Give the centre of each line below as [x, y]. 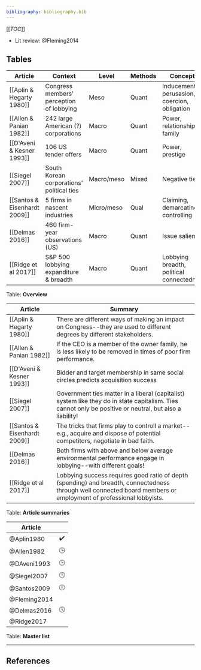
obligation [176, 109]
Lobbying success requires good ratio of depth [122, 476]
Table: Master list [28, 636]
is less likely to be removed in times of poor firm [124, 351]
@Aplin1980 [27, 539]
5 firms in [59, 200]
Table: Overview [27, 295]
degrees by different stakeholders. [105, 335]
